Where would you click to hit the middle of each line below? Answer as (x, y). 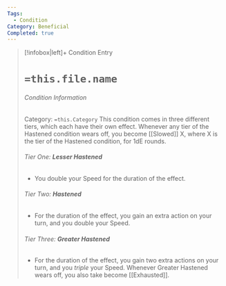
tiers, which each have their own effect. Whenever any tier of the (116, 126)
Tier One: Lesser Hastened (63, 157)
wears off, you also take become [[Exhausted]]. (102, 275)
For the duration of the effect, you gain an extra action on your (123, 216)
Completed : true (30, 33)
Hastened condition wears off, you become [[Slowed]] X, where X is (121, 134)
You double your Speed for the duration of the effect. (110, 178)
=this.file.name (70, 79)
